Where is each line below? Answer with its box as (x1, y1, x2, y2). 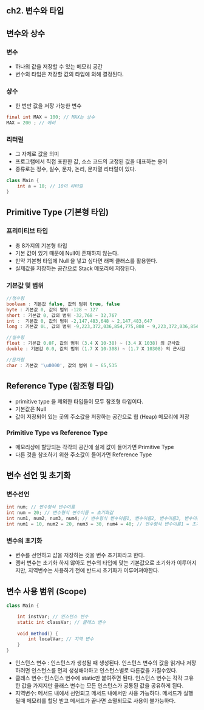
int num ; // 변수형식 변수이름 (6, 504, 75, 510)
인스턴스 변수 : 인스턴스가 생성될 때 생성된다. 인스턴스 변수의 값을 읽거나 (15, 659, 185, 666)
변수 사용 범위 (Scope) (6, 586, 87, 597)
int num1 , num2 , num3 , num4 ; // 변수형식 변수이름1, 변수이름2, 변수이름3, (6, 515, 182, 522)
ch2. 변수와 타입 (6, 5, 64, 16)
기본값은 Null (15, 405, 47, 413)
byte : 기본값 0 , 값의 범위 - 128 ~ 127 (6, 306, 98, 313)
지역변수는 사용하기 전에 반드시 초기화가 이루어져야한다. (28, 567, 160, 574)
